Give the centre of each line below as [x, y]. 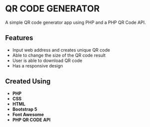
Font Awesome [28, 114]
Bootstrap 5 [25, 109]
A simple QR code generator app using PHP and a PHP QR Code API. [75, 22]
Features [19, 38]
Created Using [28, 82]
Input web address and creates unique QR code [61, 50]
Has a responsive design [37, 65]
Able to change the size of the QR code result [59, 55]
